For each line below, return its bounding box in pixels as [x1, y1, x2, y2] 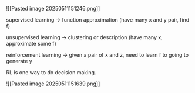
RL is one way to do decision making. [6, 69, 96, 75]
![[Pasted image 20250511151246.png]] [6, 5, 100, 12]
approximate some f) [6, 40, 57, 47]
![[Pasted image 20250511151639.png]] [6, 80, 100, 87]
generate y [6, 58, 32, 64]
